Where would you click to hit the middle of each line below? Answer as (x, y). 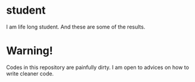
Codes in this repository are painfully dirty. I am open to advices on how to (98, 67)
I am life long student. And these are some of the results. (76, 27)
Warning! (30, 51)
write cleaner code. (30, 73)
